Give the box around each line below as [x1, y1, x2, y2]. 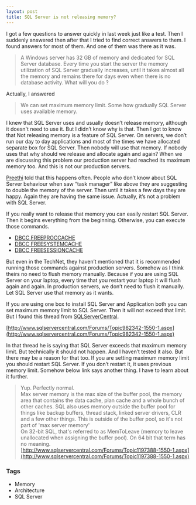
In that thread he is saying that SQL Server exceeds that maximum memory [6, 342, 187, 349]
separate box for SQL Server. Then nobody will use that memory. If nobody [6, 144, 187, 151]
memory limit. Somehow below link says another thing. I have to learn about [6, 367, 189, 374]
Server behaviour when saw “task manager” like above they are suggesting [6, 180, 188, 187]
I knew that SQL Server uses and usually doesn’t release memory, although [6, 119, 187, 126]
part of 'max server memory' [20, 421, 90, 428]
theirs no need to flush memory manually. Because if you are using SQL [6, 270, 179, 277]
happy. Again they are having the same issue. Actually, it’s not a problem [6, 193, 181, 200]
